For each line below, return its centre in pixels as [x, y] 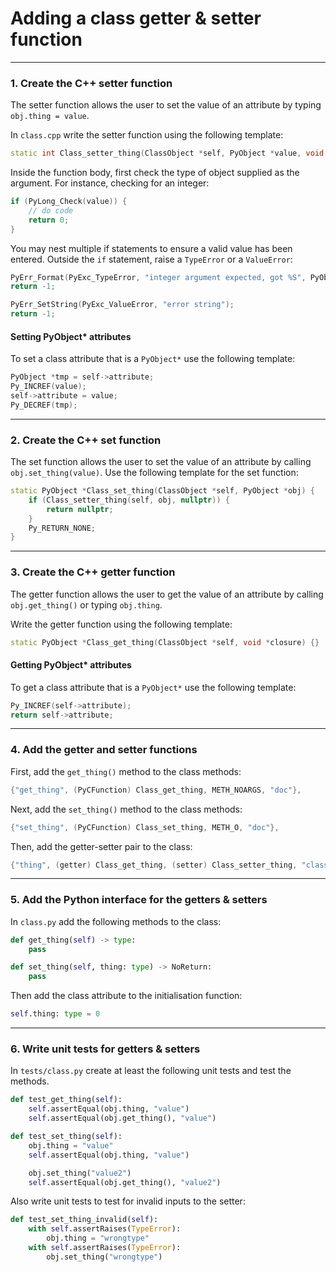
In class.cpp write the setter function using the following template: [147, 135]
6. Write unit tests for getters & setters [105, 1049]
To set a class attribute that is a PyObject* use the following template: [153, 359]
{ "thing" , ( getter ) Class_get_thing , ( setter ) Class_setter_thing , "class [169, 865]
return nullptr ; [80, 509]
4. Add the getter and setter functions [104, 750]
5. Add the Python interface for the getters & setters [139, 900]
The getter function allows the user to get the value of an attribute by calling [167, 594]
